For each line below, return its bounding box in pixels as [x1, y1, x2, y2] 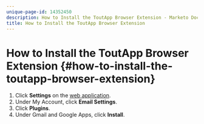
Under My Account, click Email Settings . [15, 98, 117, 106]
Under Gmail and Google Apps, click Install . [15, 111, 125, 119]
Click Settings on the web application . [15, 92, 111, 99]
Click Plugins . [15, 105, 50, 112]
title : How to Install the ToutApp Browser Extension [6, 20, 146, 26]
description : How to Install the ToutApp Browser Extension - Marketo [6, 15, 189, 21]
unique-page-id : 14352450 [6, 8, 72, 15]
